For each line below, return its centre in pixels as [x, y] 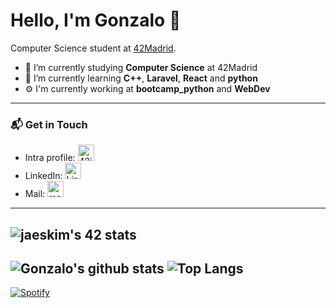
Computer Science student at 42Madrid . [93, 48]
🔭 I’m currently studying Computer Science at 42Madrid [141, 67]
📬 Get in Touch [49, 124]
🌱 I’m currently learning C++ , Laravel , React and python [141, 78]
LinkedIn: [43, 176]
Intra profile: [50, 158]
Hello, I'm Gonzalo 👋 [96, 20]
